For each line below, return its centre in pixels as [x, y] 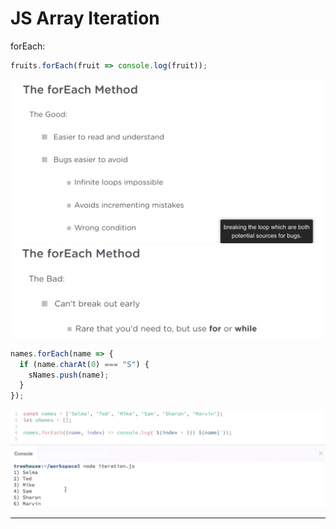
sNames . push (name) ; [69, 375]
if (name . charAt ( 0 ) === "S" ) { [84, 364]
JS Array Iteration [85, 18]
